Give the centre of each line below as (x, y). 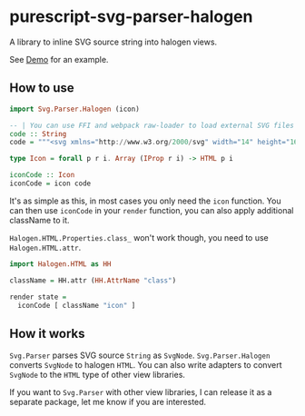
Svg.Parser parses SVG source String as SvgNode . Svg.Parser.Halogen (140, 355)
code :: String (38, 134)
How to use (42, 88)
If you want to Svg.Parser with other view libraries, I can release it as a (141, 392)
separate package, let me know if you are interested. (108, 402)
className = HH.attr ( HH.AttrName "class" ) (93, 280)
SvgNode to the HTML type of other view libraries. (98, 375)
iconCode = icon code (50, 183)
